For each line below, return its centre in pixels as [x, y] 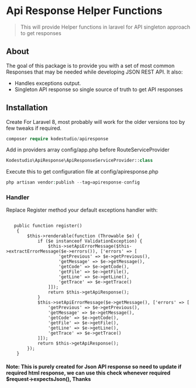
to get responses [41, 33]
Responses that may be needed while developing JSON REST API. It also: [94, 72]
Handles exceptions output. [48, 83]
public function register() [48, 226]
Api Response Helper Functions [84, 11]
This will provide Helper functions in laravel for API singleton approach [105, 27]
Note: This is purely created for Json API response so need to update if [94, 367]
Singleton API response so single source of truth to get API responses [99, 89]
